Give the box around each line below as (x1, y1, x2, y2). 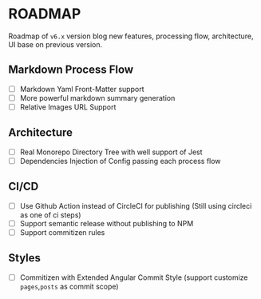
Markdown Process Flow (8, 63, 134, 77)
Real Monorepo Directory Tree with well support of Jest (19, 147, 203, 157)
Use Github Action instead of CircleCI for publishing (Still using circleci (19, 201, 252, 210)
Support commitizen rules (19, 227, 105, 237)
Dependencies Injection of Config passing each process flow (19, 156, 221, 165)
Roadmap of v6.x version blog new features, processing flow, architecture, (8, 31, 254, 41)
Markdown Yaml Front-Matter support (19, 84, 144, 94)
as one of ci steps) (19, 209, 81, 220)
